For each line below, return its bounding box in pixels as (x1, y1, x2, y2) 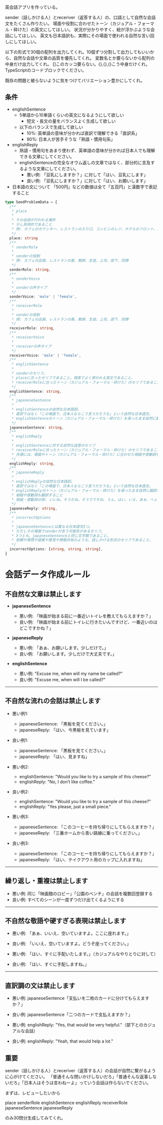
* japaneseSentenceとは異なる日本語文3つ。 (11, 524, 93, 529)
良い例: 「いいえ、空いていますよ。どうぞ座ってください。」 (12, 941, 131, 947)
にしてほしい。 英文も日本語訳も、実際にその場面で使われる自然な (9, 33, 142, 38)
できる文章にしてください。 (19, 153, 75, 159)
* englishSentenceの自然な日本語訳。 (11, 407, 81, 412)
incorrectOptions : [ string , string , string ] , (9, 547, 103, 552)
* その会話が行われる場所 (11, 218, 56, 223)
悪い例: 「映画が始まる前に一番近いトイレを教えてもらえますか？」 (19, 613, 154, 619)
